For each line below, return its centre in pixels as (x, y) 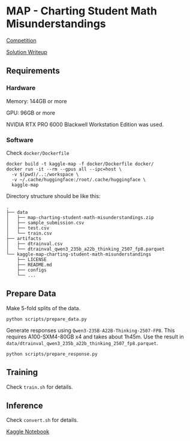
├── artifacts (24, 238)
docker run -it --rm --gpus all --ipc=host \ (64, 169)
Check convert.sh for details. (42, 420)
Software (20, 140)
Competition (22, 40)
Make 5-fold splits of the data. (43, 308)
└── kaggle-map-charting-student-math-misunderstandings (79, 254)
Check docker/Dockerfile (38, 153)
